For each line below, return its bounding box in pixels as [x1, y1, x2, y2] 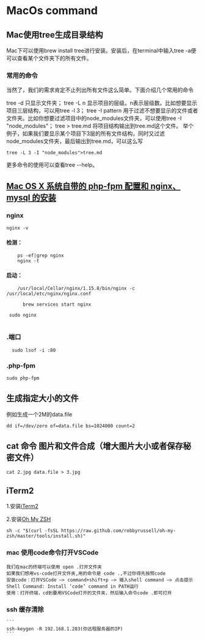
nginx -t [17, 258, 40, 264]
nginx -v [6, 224, 29, 231]
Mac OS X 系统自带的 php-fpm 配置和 [6, 181, 149, 191]
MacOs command [6, 4, 98, 18]
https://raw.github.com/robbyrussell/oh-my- [60, 528, 176, 534]
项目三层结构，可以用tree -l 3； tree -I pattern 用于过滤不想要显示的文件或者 [6, 107, 199, 114]
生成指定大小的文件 [6, 393, 79, 404]
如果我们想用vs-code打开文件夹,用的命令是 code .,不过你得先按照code [6, 570, 166, 577]
